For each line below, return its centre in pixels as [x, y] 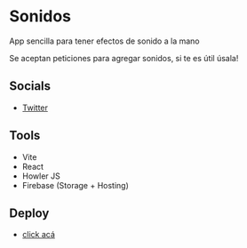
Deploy [29, 213]
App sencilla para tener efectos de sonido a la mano [104, 41]
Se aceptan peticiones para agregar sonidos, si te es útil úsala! [124, 58]
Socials [30, 86]
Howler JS [41, 176]
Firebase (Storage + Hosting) [75, 185]
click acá [39, 235]
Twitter [35, 108]
